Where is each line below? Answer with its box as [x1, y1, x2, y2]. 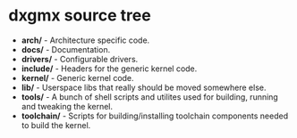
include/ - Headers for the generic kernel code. [21, 63, 198, 74]
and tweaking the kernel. [21, 101, 114, 111]
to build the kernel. [21, 119, 91, 130]
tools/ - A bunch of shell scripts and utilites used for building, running [21, 91, 278, 102]
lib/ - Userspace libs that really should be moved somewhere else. [21, 82, 267, 93]
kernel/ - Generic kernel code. [21, 72, 135, 83]
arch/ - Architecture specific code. [21, 35, 150, 45]
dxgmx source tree [8, 5, 151, 26]
